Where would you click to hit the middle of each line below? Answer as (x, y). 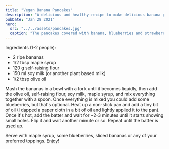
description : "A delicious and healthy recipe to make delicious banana (83, 15)
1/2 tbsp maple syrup (34, 63)
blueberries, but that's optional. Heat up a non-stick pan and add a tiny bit (82, 104)
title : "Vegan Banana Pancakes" (39, 10)
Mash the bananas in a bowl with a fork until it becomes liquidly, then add (81, 88)
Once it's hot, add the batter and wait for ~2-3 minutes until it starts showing (84, 115)
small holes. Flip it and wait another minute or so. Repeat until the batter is (82, 121)
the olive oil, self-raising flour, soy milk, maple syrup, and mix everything (80, 94)
